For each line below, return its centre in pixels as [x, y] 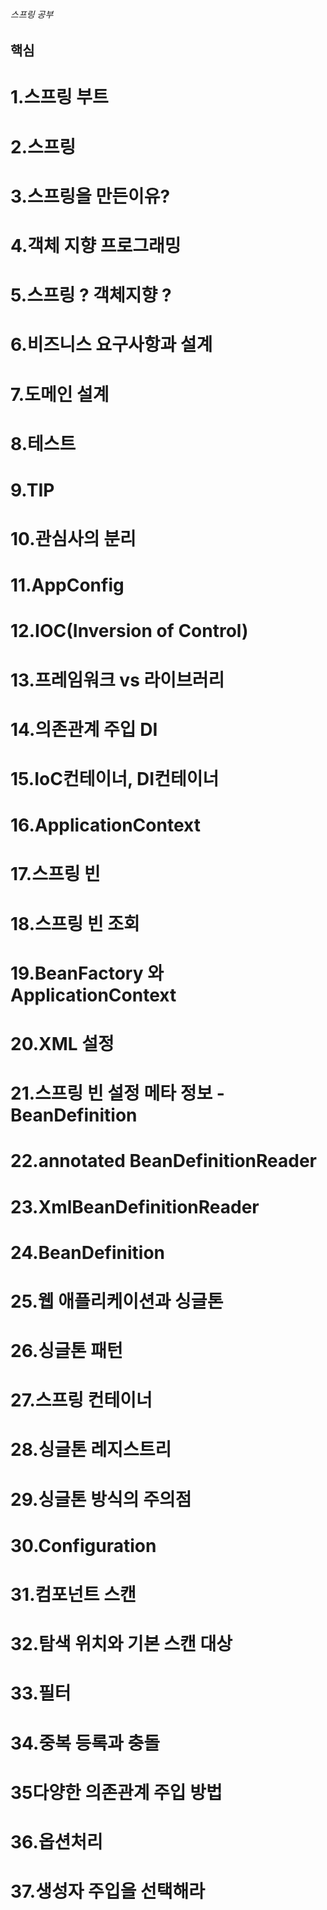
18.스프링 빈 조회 [75, 923]
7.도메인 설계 [60, 394]
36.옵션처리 [56, 1841]
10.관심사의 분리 [73, 539]
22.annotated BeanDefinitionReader [163, 1161]
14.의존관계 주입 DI [84, 729]
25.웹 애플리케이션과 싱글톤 [117, 1301]
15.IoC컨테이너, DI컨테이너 [115, 779]
